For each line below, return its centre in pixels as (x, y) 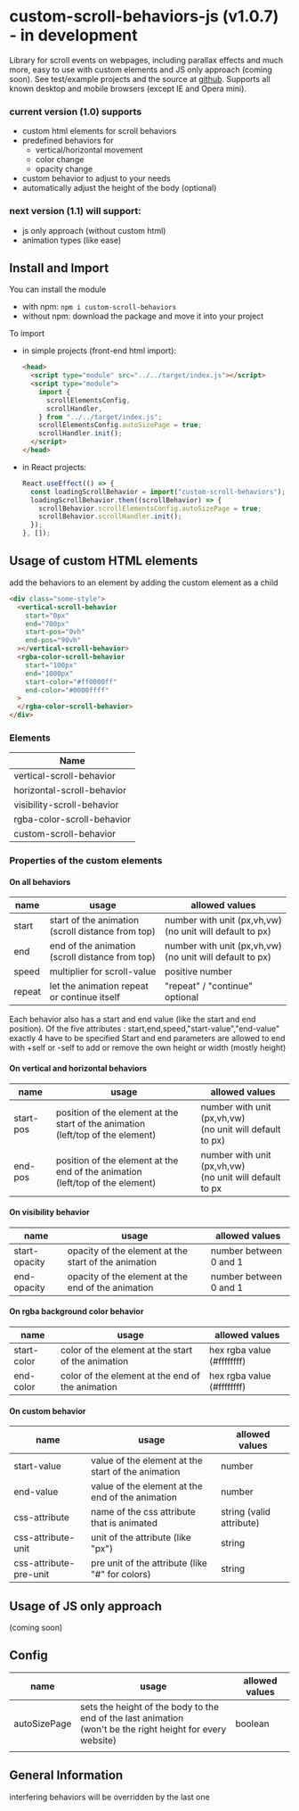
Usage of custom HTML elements (104, 561)
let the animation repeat (99, 986)
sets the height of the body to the (149, 1707)
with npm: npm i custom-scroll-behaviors (99, 307)
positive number (198, 972)
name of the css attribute (143, 1512)
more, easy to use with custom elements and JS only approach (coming (141, 70)
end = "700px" (47, 624)
